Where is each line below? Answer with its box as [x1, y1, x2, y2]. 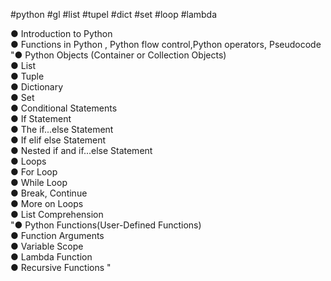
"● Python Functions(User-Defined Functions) [10, 219, 202, 231]
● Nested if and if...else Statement [10, 145, 153, 156]
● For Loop [10, 166, 58, 178]
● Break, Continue [10, 187, 88, 199]
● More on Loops [10, 198, 84, 209]
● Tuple [10, 70, 45, 82]
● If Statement [10, 113, 72, 124]
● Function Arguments [10, 230, 105, 241]
